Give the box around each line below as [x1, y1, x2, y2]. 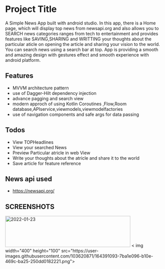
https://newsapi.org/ [12, 188, 55, 194]
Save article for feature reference [12, 160, 81, 166]
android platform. [5, 57, 41, 63]
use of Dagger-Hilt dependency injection [12, 90, 96, 96]
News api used [5, 175, 52, 183]
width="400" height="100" [5, 248, 60, 254]
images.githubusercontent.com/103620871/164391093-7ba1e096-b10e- [5, 253, 153, 259]
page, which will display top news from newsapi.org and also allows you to [5, 25, 159, 31]
